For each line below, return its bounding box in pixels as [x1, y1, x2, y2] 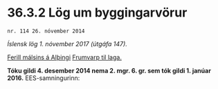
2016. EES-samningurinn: [7, 74, 80, 82]
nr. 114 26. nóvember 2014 [7, 28, 85, 34]
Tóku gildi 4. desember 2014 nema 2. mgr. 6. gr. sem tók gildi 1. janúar [7, 66, 211, 75]
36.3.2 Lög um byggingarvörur [7, 5, 188, 21]
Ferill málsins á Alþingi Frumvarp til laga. [7, 53, 122, 61]
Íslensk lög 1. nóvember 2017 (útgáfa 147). [7, 39, 128, 48]
